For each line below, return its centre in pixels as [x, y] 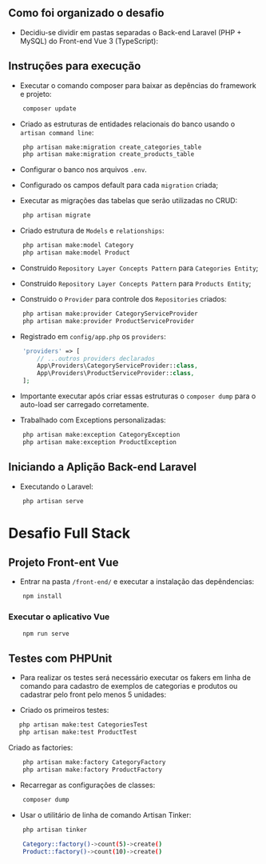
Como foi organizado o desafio [86, 13]
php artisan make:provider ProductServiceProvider [109, 321]
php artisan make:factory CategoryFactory [94, 762]
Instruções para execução [75, 66]
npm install [42, 596]
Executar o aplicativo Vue [59, 617]
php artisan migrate [57, 215]
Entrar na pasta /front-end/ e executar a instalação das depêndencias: [137, 582]
